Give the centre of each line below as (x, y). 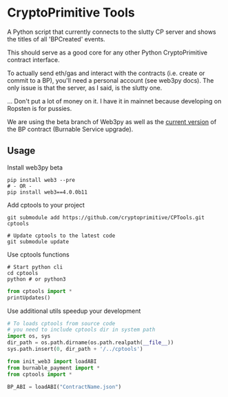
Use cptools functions (39, 254)
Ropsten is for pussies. (40, 108)
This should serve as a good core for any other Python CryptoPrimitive (107, 52)
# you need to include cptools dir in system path (81, 330)
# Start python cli (35, 267)
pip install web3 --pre (41, 180)
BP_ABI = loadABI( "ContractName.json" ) (64, 387)
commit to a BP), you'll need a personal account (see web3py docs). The (111, 80)
